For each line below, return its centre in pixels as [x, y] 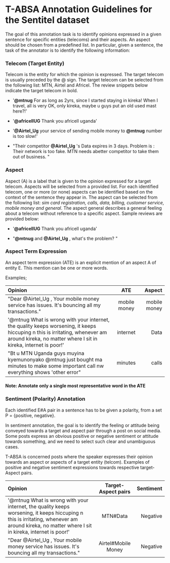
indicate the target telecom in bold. [42, 91]
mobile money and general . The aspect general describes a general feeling [83, 208]
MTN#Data [115, 516]
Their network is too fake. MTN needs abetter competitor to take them [86, 152]
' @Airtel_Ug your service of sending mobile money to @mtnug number [87, 131]
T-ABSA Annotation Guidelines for [79, 9]
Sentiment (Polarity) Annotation [45, 399]
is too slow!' [25, 136]
